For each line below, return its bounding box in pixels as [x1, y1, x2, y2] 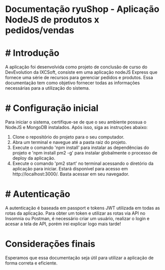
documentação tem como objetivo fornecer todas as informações [5, 80, 140, 86]
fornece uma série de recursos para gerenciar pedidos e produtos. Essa [5, 75, 154, 81]
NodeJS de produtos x [5, 14, 100, 25]
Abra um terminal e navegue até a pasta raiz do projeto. [12, 139, 127, 145]
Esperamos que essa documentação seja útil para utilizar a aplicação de [5, 255, 154, 261]
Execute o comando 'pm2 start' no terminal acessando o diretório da [12, 160, 154, 166]
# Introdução [5, 47, 60, 59]
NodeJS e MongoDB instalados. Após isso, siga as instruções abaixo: [5, 125, 148, 131]
